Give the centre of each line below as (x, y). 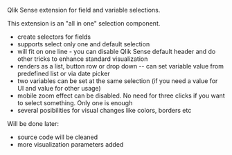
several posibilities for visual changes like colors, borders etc (104, 110)
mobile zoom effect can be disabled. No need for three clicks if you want (121, 95)
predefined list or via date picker (63, 73)
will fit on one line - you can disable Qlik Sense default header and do (116, 52)
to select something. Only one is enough (75, 103)
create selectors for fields (54, 37)
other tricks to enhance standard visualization (82, 59)
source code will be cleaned (57, 137)
